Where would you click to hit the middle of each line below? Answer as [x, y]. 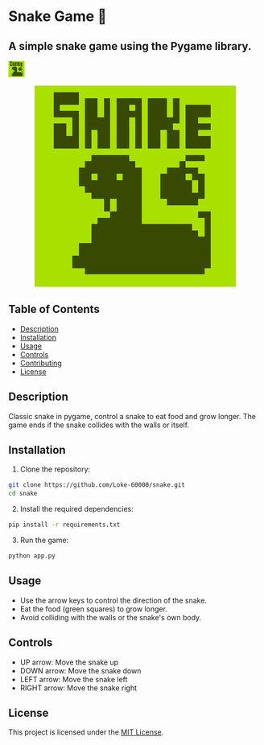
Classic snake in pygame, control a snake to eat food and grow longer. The [132, 416]
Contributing [41, 363]
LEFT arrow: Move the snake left [74, 679]
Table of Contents [54, 309]
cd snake [23, 494]
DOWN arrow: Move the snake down [80, 670]
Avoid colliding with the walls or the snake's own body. [111, 617]
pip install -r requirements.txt [64, 525]
